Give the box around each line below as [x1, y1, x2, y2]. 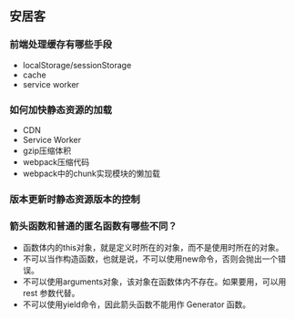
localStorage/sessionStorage [22, 59, 132, 70]
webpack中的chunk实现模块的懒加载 [22, 168, 161, 179]
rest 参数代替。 [22, 288, 80, 299]
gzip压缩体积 [22, 145, 72, 156]
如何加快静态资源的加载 [9, 103, 112, 116]
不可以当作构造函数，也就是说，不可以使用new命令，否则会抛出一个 [22, 253, 279, 264]
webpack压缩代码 [22, 156, 89, 167]
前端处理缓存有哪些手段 [9, 38, 112, 51]
